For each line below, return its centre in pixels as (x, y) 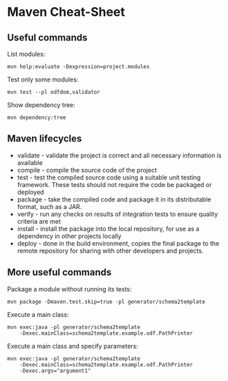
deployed (30, 192)
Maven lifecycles (45, 139)
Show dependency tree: (41, 105)
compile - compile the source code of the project (87, 170)
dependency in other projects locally (69, 236)
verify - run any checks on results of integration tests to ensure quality (117, 214)
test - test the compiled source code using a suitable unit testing (109, 177)
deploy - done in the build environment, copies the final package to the (118, 243)
